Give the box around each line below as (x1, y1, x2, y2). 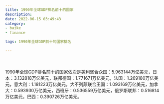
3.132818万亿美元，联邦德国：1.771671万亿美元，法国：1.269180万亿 (13, 75, 155, 81)
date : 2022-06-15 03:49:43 (5, 16, 61, 21)
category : (5, 21, 26, 26)
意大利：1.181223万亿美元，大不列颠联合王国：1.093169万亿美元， (13, 81, 150, 87)
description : (5, 12, 32, 17)
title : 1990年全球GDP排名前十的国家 (5, 7, 74, 12)
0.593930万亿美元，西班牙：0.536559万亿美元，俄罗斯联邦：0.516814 (13, 88, 160, 94)
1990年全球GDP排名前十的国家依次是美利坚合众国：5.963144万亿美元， (5, 69, 153, 75)
